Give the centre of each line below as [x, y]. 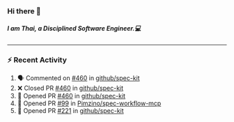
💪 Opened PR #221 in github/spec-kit [70, 111]
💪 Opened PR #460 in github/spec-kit [71, 96]
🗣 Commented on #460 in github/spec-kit [79, 78]
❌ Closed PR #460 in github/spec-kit [70, 88]
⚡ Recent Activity [37, 60]
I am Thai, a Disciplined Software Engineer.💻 [74, 28]
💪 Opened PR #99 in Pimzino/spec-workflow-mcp [89, 103]
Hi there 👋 [24, 11]
